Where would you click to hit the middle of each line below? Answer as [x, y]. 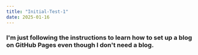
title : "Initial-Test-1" [37, 12]
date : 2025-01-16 [28, 17]
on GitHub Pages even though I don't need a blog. [80, 45]
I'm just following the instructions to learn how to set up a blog [99, 38]
